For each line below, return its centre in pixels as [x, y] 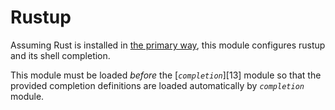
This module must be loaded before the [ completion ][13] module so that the [166, 75]
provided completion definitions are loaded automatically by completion [157, 85]
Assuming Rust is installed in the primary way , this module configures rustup [168, 45]
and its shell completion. [60, 55]
